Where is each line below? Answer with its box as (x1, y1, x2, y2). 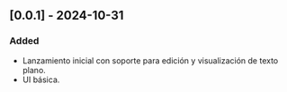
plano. (22, 64, 47, 75)
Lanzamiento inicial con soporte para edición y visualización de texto (22, 54, 279, 66)
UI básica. (22, 74, 60, 85)
